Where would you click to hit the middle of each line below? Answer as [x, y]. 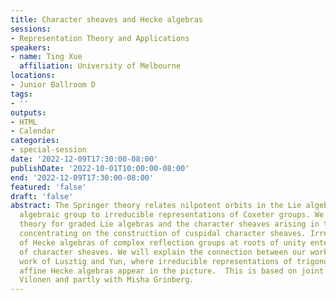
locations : [33, 76]
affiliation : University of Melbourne [100, 66]
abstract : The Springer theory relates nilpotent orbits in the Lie [156, 206]
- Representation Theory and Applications [100, 38]
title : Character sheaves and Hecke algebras [106, 19]
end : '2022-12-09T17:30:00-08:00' [82, 177]
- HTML [24, 122]
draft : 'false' [42, 196]
